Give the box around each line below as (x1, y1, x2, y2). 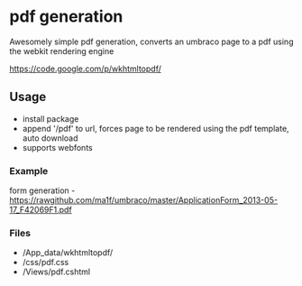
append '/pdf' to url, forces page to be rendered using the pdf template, (22, 123, 290, 134)
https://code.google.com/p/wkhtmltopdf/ (9, 63, 162, 74)
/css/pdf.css (22, 257, 69, 268)
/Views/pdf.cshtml (22, 266, 91, 277)
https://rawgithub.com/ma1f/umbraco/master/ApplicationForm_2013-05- (9, 195, 278, 206)
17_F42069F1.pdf (9, 205, 72, 216)
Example (9, 164, 49, 177)
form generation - (9, 185, 76, 196)
